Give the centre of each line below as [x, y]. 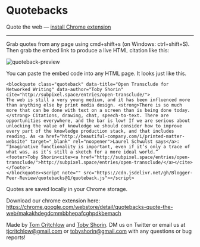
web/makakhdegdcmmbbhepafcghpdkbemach [64, 213]
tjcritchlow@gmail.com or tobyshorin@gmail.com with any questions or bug [99, 231]
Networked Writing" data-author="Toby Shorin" [65, 89]
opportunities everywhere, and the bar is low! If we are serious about [98, 121]
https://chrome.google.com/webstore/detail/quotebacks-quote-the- [90, 207]
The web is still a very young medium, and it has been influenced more [98, 100]
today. [182, 110]
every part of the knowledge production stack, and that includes [90, 131]
